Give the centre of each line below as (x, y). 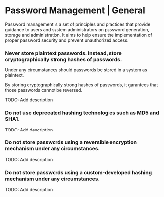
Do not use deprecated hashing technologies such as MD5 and (82, 113)
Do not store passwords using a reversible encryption (71, 142)
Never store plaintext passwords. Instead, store (64, 53)
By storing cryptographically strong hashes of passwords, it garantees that (82, 85)
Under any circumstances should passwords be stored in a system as (76, 70)
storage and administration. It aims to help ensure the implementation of (79, 35)
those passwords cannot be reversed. (44, 90)
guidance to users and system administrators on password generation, (77, 29)
